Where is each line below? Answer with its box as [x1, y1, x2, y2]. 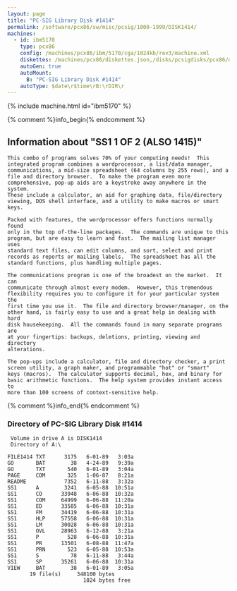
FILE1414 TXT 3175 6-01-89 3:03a [7, 453, 134, 461]
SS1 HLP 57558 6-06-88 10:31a [7, 516, 134, 523]
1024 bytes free [83, 577, 131, 584]
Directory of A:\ [10, 441, 61, 449]
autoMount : [20, 69, 52, 76]
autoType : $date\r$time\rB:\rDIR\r [20, 83, 125, 90]
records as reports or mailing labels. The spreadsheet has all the [7, 253, 217, 261]
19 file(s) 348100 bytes [29, 571, 115, 578]
